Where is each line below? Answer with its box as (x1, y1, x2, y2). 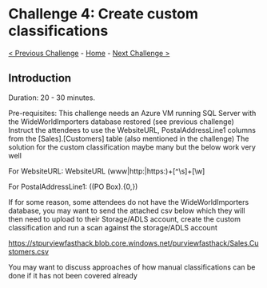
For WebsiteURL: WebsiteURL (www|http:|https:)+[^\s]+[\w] (8, 166, 205, 176)
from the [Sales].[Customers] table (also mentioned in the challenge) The (8, 134, 249, 143)
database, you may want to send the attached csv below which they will (8, 206, 245, 215)
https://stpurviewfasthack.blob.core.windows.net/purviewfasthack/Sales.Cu (8, 238, 259, 248)
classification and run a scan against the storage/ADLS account (8, 222, 217, 232)
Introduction (8, 71, 72, 85)
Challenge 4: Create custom (8, 5, 198, 23)
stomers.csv (8, 246, 50, 256)
